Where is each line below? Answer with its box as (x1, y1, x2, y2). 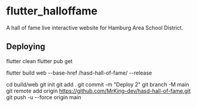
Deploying (6, 41, 46, 52)
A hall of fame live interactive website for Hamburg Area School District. (6, 24, 184, 31)
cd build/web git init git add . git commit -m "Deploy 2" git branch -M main (6, 81, 190, 88)
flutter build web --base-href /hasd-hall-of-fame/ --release (6, 69, 153, 76)
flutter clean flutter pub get (6, 57, 73, 64)
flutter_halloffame (6, 4, 98, 18)
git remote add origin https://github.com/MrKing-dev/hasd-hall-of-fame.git (6, 87, 191, 94)
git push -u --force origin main (6, 93, 81, 100)
